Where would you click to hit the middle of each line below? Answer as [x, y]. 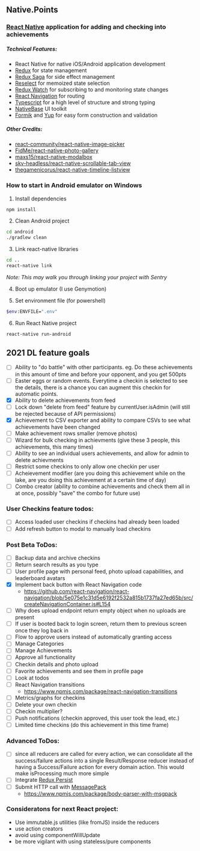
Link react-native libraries [47, 249]
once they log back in [42, 631]
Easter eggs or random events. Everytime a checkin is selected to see [101, 380]
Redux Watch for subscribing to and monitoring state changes [92, 90]
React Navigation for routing [50, 96]
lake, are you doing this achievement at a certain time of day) [90, 480]
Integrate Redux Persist [44, 780]
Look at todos [32, 678]
